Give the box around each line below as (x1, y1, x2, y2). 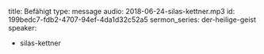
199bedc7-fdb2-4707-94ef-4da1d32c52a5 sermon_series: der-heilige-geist (8, 15, 256, 24)
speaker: (8, 23, 37, 32)
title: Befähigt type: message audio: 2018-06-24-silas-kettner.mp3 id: (8, 7, 235, 16)
